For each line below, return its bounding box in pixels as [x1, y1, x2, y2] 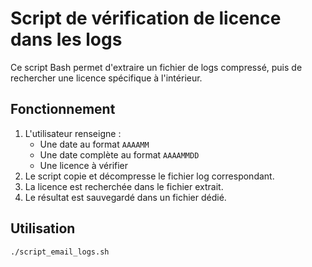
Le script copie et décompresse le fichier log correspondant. [24, 170, 275, 182]
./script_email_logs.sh [10, 247, 110, 257]
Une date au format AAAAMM [39, 138, 150, 150]
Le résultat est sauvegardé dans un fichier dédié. [24, 191, 227, 203]
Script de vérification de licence [10, 7, 282, 30]
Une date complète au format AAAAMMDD [39, 148, 200, 161]
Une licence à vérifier [39, 159, 129, 171]
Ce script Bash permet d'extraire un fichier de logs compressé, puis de [10, 61, 303, 73]
